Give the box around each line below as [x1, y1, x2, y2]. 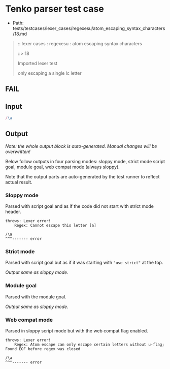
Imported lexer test [17, 60, 57, 66]
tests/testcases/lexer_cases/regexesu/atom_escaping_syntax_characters [12, 25, 165, 31]
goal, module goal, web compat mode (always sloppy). [5, 164, 120, 170]
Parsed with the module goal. [5, 293, 67, 300]
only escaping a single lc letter [17, 70, 82, 76]
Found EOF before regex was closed [5, 347, 81, 352]
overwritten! [5, 148, 30, 155]
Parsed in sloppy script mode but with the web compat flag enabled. [5, 328, 148, 334]
